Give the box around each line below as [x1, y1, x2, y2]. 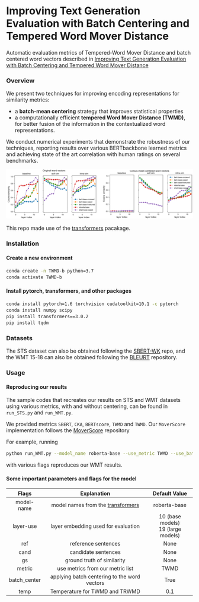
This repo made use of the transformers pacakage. [6, 224, 131, 232]
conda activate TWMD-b [6, 274, 62, 280]
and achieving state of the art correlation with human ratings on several [6, 151, 181, 158]
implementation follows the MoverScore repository [6, 427, 130, 434]
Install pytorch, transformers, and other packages [6, 287, 132, 294]
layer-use [12, 522, 37, 530]
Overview [6, 76, 35, 84]
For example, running [6, 438, 58, 446]
